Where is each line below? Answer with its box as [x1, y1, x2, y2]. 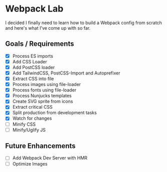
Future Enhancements [5, 142, 76, 150]
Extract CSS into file [12, 76, 54, 81]
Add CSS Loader [12, 58, 47, 64]
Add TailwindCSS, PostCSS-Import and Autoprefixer [12, 70, 120, 76]
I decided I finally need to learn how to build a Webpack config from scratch [5, 20, 162, 26]
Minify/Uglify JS [12, 127, 46, 133]
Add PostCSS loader [12, 64, 55, 70]
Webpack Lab [5, 3, 64, 15]
